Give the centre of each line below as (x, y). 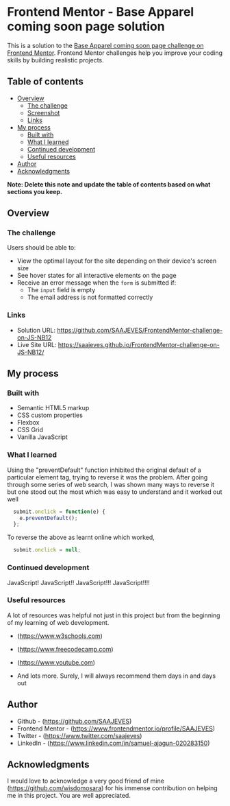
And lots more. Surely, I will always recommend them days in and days (116, 676)
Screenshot (43, 112)
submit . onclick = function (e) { (60, 512)
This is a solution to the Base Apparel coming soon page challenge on (105, 45)
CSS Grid (30, 430)
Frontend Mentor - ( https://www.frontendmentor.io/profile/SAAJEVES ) (116, 728)
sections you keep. (35, 191)
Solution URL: (36, 330)
